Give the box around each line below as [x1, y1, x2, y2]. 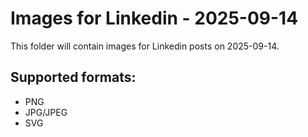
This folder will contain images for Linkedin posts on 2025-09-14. [10, 40, 280, 52]
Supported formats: [10, 69, 137, 86]
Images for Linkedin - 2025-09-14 [10, 7, 299, 30]
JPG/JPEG [24, 106, 68, 118]
